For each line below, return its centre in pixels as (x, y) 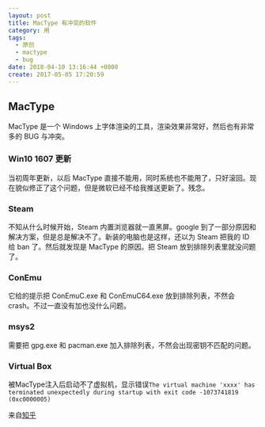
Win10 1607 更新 (40, 159)
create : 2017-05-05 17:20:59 (56, 74)
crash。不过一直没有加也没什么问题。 (69, 306)
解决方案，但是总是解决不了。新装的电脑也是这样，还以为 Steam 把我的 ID (129, 237)
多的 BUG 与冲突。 (38, 136)
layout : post (30, 15)
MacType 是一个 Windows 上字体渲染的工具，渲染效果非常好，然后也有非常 (131, 127)
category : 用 (29, 30)
